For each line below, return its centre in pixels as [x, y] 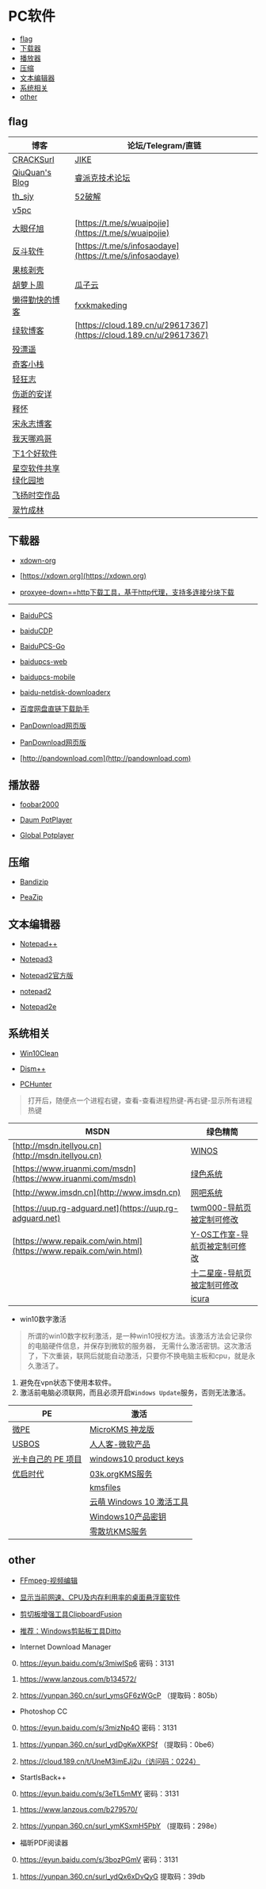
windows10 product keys [137, 1458]
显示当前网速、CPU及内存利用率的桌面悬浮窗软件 [100, 1597]
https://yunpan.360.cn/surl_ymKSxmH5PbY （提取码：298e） [120, 1826]
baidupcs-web [43, 661]
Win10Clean [39, 1053]
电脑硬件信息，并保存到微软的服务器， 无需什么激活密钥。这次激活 [143, 1346]
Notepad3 [36, 959]
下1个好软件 [35, 453]
